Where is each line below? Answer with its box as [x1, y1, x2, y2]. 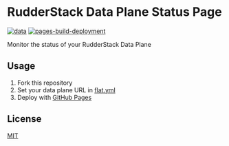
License [7, 113, 42, 125]
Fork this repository [17, 79, 73, 87]
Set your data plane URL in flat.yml [17, 85, 116, 94]
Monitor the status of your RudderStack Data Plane [7, 40, 151, 48]
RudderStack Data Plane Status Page [7, 4, 222, 20]
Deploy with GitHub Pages [17, 93, 92, 101]
